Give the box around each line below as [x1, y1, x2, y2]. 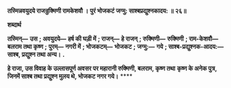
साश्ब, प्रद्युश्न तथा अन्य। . [7, 50, 65, 59]
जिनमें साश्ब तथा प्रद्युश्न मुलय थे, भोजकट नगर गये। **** [7, 72, 133, 80]
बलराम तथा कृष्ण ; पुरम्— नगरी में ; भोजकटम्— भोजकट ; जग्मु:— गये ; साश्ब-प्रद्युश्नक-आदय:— [7, 43, 224, 50]
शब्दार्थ [7, 21, 22, 29]
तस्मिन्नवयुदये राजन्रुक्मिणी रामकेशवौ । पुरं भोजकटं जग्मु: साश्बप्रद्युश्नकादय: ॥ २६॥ [7, 7, 187, 15]
